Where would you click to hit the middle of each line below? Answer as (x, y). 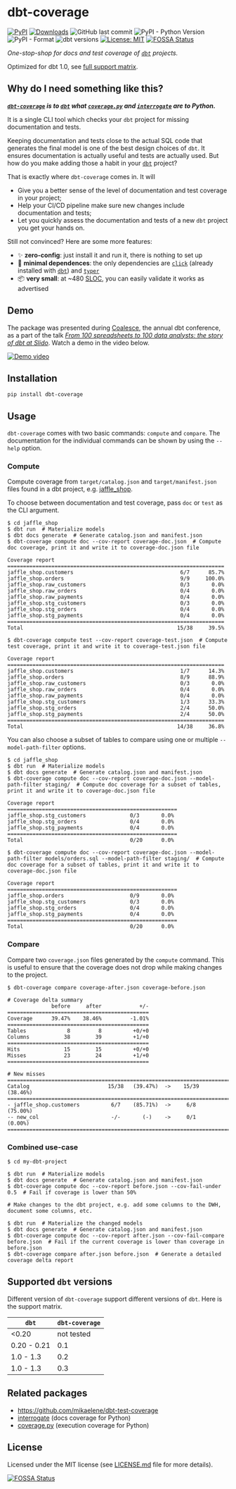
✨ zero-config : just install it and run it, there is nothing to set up (110, 255)
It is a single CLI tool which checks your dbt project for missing (98, 119)
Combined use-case (43, 1147)
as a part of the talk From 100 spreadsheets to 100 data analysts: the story (115, 335)
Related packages (47, 1394)
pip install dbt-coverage (45, 395)
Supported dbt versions (60, 1282)
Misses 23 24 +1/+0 (78, 1055)
